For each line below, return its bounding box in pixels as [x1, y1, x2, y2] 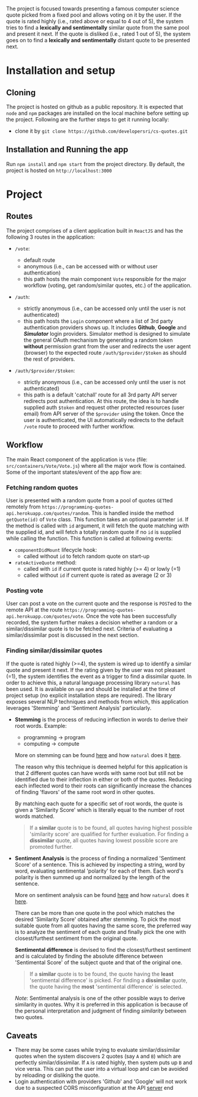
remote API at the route [6, 607, 63, 614]
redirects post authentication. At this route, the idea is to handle [23, 397, 179, 404]
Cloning [6, 87, 36, 98]
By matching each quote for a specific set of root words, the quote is [14, 800, 183, 807]
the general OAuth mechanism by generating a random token [23, 336, 173, 343]
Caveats [6, 1030, 37, 1040]
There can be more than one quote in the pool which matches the [14, 909, 175, 916]
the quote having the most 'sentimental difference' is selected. [29, 983, 183, 990]
